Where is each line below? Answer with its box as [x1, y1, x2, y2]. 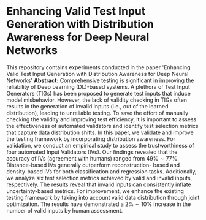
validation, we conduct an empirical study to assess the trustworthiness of [6, 142, 194, 149]
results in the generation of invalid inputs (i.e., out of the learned [6, 102, 169, 110]
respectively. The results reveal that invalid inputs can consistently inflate [6, 181, 191, 188]
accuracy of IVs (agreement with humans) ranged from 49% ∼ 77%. [6, 154, 180, 162]
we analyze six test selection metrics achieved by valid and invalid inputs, [6, 174, 193, 181]
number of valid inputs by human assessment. [6, 207, 123, 214]
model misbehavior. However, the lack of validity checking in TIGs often [6, 96, 188, 104]
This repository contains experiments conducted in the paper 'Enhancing [6, 63, 191, 71]
